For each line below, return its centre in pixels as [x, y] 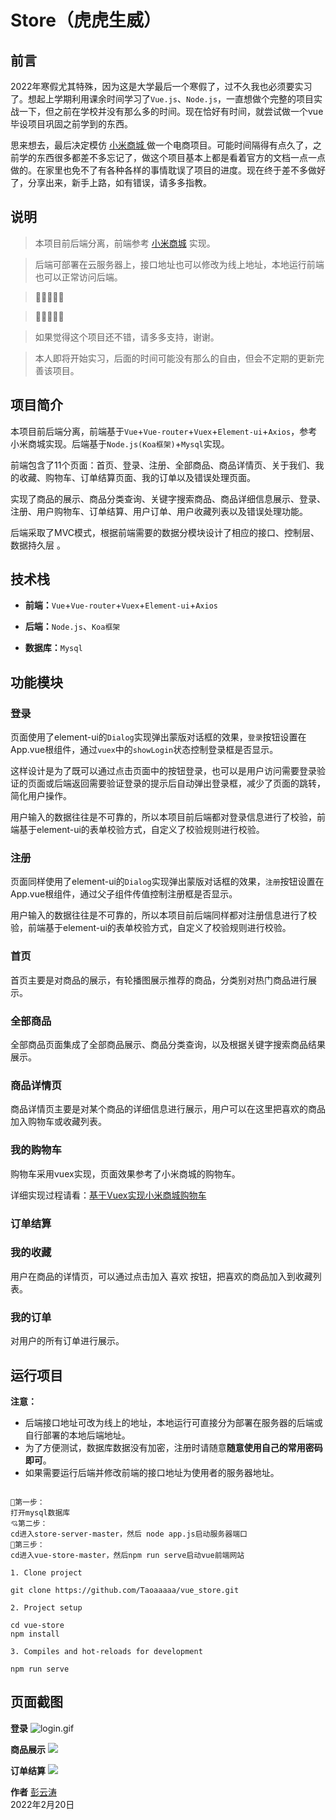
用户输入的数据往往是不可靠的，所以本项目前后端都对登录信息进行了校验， [163, 817]
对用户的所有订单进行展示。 [67, 1341]
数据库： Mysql [53, 648]
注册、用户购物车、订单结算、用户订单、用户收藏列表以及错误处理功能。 [159, 511]
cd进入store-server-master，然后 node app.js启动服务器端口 [129, 1534]
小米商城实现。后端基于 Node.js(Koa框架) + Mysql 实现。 [120, 443]
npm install [35, 1634]
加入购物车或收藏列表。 [58, 1122]
